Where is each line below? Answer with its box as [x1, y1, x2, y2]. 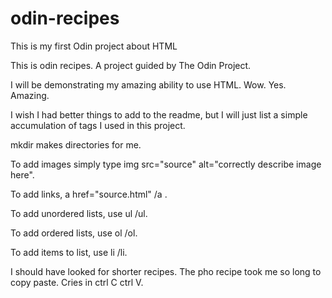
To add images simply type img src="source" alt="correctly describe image [10, 158, 322, 170]
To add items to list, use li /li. [10, 246, 128, 258]
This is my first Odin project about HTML [10, 40, 178, 52]
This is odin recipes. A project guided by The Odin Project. [10, 59, 252, 71]
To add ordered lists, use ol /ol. [10, 227, 138, 239]
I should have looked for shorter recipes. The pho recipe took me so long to [10, 265, 322, 277]
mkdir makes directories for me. [10, 138, 142, 151]
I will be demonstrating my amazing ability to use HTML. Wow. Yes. [10, 78, 287, 91]
